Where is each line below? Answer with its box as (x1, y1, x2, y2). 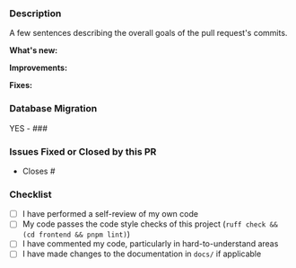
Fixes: (9, 80, 33, 91)
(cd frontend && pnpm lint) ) (22, 228, 131, 240)
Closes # (22, 165, 56, 176)
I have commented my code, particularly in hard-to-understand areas (22, 238, 279, 249)
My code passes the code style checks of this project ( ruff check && (22, 219, 278, 229)
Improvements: (9, 62, 68, 74)
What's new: (9, 45, 58, 56)
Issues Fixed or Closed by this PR (9, 145, 157, 157)
